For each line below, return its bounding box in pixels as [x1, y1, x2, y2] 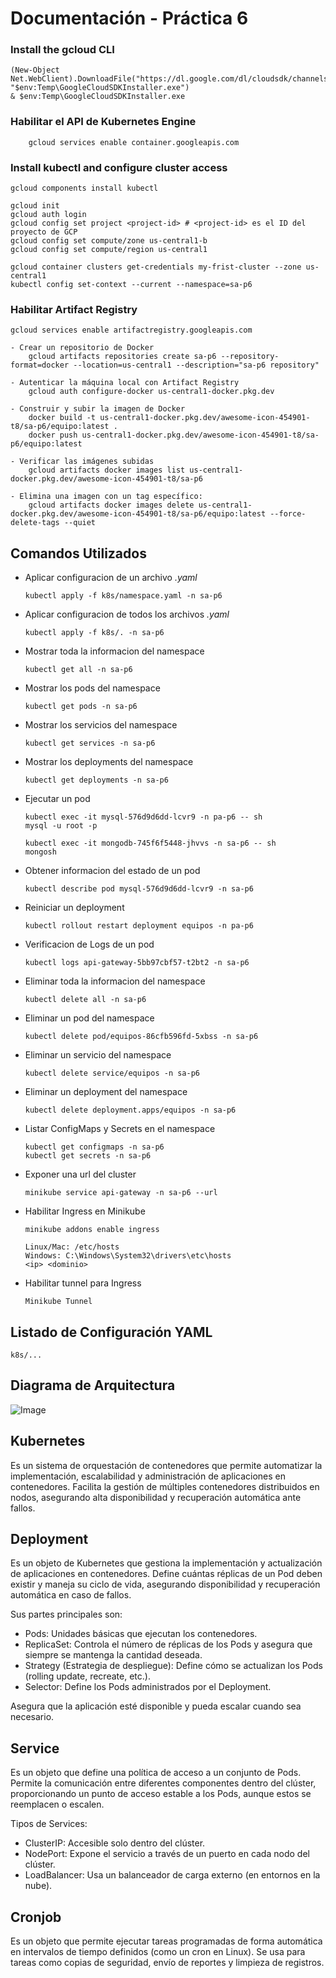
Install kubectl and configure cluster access [10, 160, 228, 174]
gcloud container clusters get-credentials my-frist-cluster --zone [10, 262, 302, 272]
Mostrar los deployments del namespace [24, 756, 194, 768]
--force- [269, 509, 307, 519]
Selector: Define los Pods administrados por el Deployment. [24, 1681, 272, 1693]
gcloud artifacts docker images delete [28, 500, 195, 511]
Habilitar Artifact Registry [10, 303, 138, 316]
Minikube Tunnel [24, 1297, 93, 1307]
